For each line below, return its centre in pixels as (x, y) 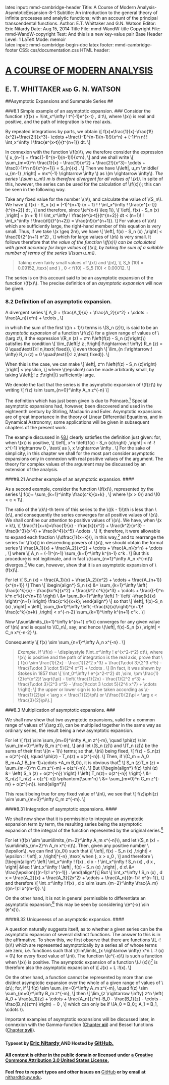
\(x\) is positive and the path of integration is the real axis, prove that (89, 657)
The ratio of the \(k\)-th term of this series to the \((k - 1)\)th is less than (79, 509)
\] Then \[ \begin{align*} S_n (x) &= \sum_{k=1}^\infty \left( (87, 585)
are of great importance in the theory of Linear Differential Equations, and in (84, 417)
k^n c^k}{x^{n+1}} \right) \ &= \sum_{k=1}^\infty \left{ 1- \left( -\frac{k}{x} (81, 596)
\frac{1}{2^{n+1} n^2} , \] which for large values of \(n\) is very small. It (78, 237)
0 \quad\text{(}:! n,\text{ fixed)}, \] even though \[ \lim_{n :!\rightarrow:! (79, 349)
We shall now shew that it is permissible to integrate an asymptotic (74, 819)
